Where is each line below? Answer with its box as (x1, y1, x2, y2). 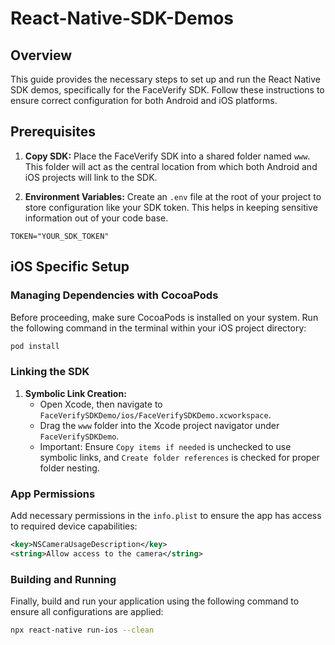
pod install (10, 341, 60, 351)
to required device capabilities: (10, 520, 138, 532)
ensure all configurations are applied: (10, 606, 164, 618)
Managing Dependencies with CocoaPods (10, 288, 219, 302)
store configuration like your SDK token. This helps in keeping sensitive (24, 201, 318, 213)
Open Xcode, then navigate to (39, 398, 163, 410)
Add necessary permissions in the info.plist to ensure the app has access (10, 509, 322, 521)
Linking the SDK (10, 365, 90, 379)
